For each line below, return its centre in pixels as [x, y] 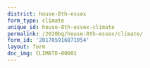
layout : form [26, 47]
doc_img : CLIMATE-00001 [42, 54]
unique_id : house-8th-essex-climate [61, 27]
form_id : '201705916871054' [49, 40]
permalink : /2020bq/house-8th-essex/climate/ [75, 34]
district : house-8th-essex [47, 14]
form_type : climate [36, 21]
